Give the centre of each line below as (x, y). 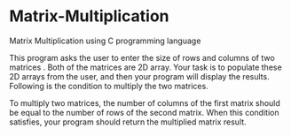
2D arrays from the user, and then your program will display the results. (139, 76)
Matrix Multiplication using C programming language (105, 41)
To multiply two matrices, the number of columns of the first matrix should (145, 102)
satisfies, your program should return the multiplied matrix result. (128, 122)
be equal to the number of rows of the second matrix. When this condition (144, 112)
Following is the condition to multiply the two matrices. (109, 86)
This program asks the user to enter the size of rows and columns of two (142, 57)
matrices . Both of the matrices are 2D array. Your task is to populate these (145, 67)
